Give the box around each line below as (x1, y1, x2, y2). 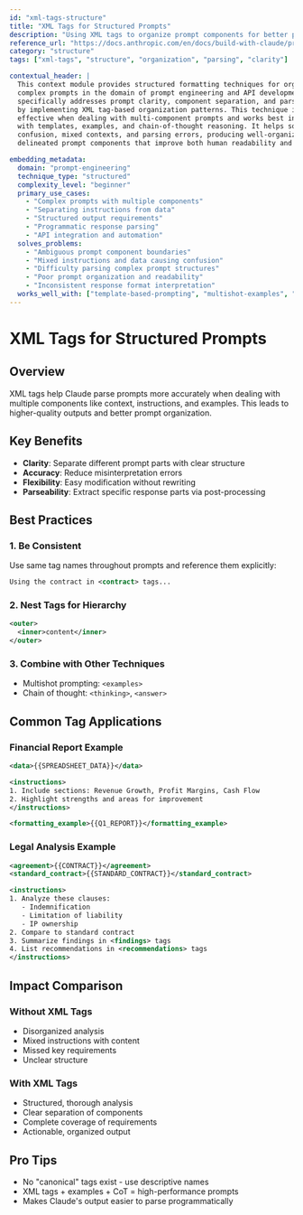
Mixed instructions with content (22, 1035, 140, 1046)
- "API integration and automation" (25, 230, 164, 239)
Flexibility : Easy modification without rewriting (22, 476, 196, 488)
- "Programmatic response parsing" (25, 222, 160, 231)
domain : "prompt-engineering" (17, 164, 131, 173)
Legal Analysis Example (9, 841, 116, 854)
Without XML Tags (9, 1005, 93, 1017)
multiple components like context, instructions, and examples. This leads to (9, 397, 289, 408)
